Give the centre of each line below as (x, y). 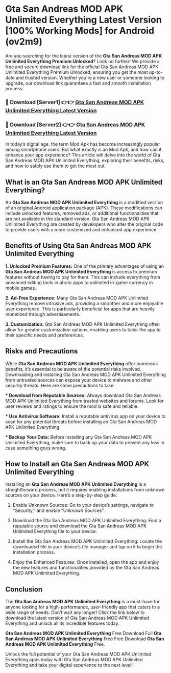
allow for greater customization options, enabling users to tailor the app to (83, 329)
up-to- (156, 72)
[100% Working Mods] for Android (80, 31)
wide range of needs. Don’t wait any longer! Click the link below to (75, 612)
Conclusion (24, 589)
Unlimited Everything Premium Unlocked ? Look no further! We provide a (82, 61)
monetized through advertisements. (43, 314)
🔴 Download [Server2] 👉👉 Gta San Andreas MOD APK (75, 125)
